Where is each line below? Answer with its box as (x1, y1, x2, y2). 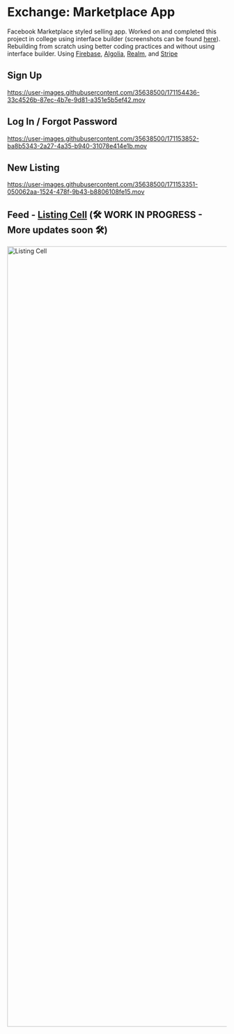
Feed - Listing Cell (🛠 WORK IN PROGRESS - (7, 208, 203, 220)
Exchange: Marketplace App (7, 4, 175, 20)
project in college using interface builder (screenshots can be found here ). (7, 34, 221, 43)
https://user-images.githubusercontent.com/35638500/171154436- (7, 88, 200, 96)
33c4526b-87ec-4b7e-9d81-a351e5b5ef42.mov (7, 95, 146, 104)
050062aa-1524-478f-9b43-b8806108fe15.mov (7, 187, 145, 196)
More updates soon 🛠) (7, 224, 108, 236)
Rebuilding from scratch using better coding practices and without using (7, 42, 215, 50)
